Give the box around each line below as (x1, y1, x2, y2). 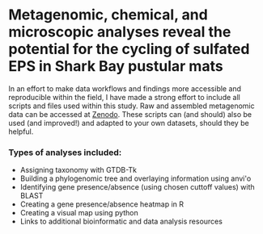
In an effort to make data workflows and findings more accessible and (8, 83, 241, 94)
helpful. (8, 127, 34, 136)
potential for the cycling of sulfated (8, 40, 250, 58)
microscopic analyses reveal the (8, 23, 231, 41)
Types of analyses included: (8, 147, 122, 158)
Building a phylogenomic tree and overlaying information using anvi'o (19, 173, 252, 183)
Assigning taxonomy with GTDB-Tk (19, 165, 138, 175)
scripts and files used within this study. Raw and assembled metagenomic (8, 101, 255, 111)
